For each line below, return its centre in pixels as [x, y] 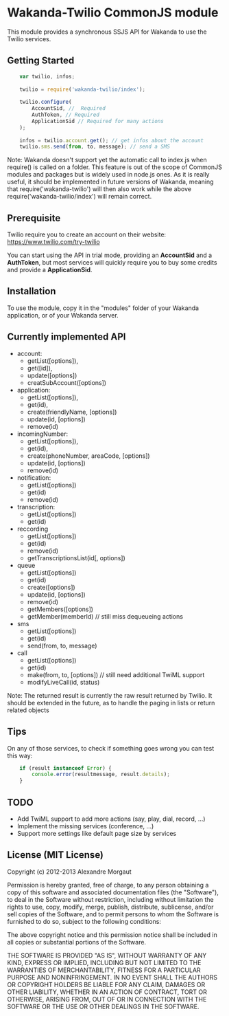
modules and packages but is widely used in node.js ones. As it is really [108, 175]
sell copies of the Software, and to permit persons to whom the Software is [113, 914]
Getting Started [41, 61]
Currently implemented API [67, 337]
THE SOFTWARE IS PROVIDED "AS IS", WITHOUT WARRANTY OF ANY [107, 955]
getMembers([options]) [60, 609]
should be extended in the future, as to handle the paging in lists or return [111, 703]
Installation [32, 291]
